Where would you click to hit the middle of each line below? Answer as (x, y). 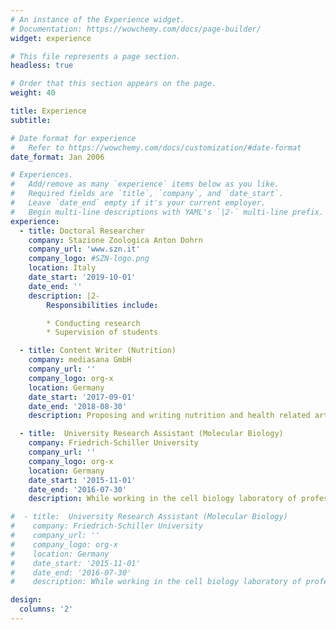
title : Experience (48, 111)
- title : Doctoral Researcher (82, 231)
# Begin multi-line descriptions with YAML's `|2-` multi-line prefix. (167, 212)
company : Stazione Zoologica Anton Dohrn (115, 240)
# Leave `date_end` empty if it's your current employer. (138, 203)
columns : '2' (46, 609)
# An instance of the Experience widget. (98, 19)
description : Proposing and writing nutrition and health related (169, 416)
